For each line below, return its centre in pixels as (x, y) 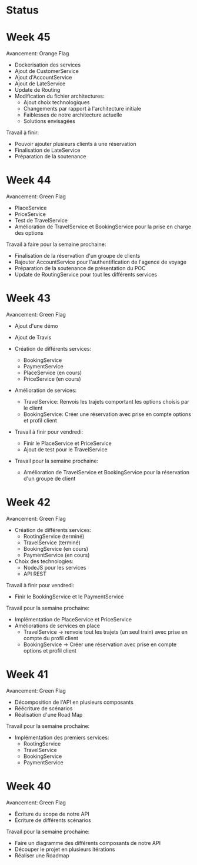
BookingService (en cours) (56, 548)
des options (29, 233)
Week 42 (29, 502)
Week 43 (29, 298)
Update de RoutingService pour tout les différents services (86, 275)
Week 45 (29, 37)
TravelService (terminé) (52, 543)
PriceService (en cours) (52, 379)
